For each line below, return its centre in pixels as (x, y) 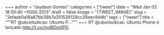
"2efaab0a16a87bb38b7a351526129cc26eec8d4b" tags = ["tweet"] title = (80, 17)
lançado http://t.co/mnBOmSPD (37, 27)
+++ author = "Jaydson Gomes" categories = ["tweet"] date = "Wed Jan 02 (81, 7)
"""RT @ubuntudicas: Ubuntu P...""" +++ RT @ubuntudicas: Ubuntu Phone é (82, 22)
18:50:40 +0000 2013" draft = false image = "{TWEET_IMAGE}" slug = (76, 12)
